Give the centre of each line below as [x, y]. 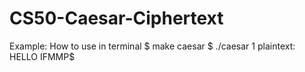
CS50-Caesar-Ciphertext [116, 18]
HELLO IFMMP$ [42, 56]
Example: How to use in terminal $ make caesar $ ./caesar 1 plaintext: [152, 46]
